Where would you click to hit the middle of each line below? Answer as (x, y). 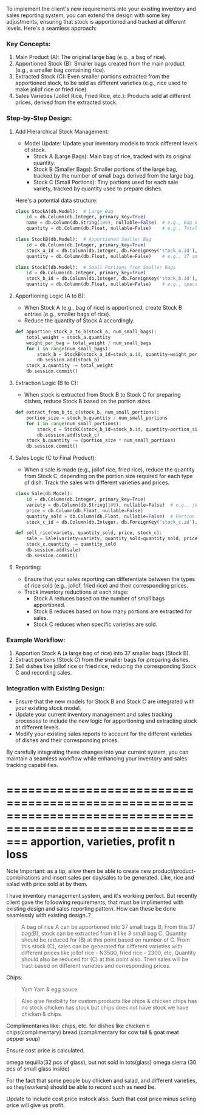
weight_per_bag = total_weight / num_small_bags (89, 343)
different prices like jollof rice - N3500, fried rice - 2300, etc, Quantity (108, 953)
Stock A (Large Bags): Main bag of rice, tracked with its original (112, 156)
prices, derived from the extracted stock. (66, 102)
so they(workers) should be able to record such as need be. (81, 1087)
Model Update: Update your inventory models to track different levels (111, 143)
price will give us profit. (36, 1105)
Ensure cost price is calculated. (46, 1051)
